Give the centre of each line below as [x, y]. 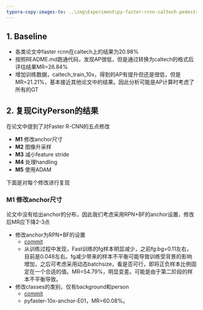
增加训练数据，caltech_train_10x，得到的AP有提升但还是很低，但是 [98, 75]
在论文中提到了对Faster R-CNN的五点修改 [58, 126]
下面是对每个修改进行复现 [38, 183]
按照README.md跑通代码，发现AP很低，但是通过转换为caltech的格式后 [104, 59]
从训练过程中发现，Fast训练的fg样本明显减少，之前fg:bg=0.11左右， [108, 249]
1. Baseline [27, 37]
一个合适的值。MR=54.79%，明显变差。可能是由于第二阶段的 [111, 271]
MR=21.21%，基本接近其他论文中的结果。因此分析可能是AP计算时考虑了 [105, 82]
